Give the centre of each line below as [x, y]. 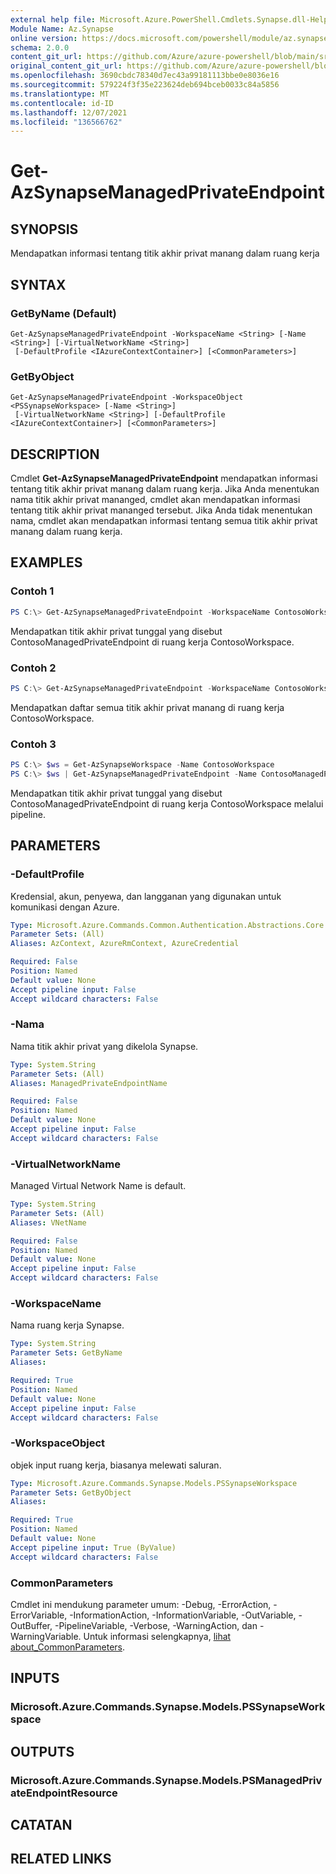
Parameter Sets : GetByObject [71, 1492]
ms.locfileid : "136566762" [66, 122]
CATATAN [41, 1825]
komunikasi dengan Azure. [65, 907]
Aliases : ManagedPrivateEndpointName [89, 1083]
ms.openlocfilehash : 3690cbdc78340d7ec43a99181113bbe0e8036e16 [145, 76]
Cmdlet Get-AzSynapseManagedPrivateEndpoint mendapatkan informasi [164, 478]
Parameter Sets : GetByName [66, 1353]
